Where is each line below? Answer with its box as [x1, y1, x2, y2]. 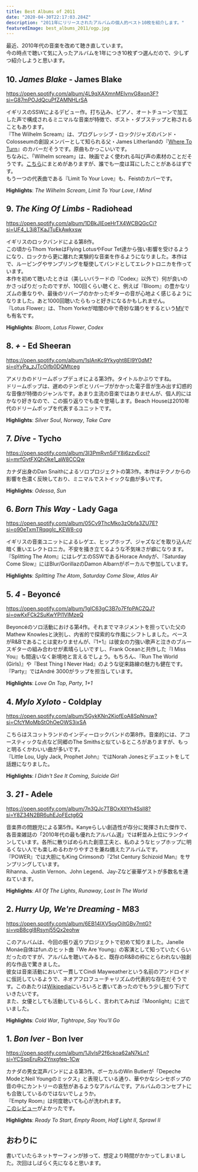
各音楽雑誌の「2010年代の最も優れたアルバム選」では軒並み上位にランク [6, 831, 184, 838]
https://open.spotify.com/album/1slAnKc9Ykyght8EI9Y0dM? [6, 356, 152, 363]
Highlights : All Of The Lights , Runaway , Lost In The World [6, 887, 148, 894]
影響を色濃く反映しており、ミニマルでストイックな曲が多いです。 [6, 475, 165, 482]
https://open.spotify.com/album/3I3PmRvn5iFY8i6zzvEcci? [6, 449, 150, 456]
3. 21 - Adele [6, 790, 53, 800]
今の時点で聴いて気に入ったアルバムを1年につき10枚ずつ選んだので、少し [6, 50, 184, 57]
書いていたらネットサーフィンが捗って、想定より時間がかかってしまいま [6, 1152, 181, 1159]
